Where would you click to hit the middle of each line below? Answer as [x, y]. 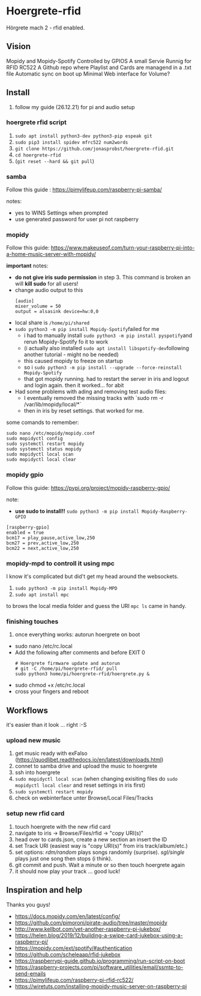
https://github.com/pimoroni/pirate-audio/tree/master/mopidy [91, 922]
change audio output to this [49, 290]
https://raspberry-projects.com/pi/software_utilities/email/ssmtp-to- [99, 967]
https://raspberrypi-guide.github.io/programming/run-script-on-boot [100, 961]
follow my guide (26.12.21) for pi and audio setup [75, 107]
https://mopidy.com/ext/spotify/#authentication [73, 948]
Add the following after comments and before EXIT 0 [80, 652]
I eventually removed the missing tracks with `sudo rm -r [94, 398]
